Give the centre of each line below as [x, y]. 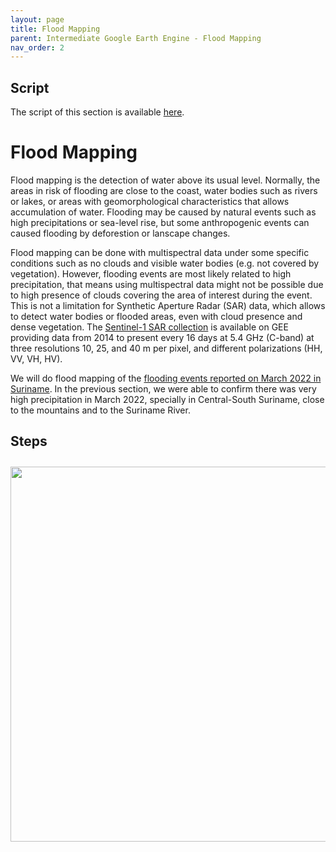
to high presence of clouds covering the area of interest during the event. [161, 295]
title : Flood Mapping [55, 29]
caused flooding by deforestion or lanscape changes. [120, 233]
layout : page [37, 19]
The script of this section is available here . [97, 112]
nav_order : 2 [37, 47]
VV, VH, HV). [36, 359]
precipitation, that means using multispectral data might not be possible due [167, 284]
